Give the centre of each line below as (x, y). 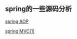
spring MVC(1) (20, 31)
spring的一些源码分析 (38, 9)
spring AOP (17, 21)
